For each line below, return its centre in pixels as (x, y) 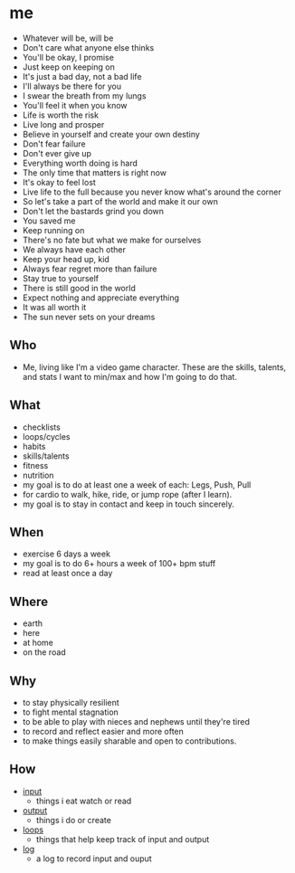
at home (38, 643)
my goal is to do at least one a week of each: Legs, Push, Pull (137, 484)
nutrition (38, 475)
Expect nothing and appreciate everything (100, 298)
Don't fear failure (54, 144)
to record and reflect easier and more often (103, 731)
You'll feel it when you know (75, 105)
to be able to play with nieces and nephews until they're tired (136, 721)
